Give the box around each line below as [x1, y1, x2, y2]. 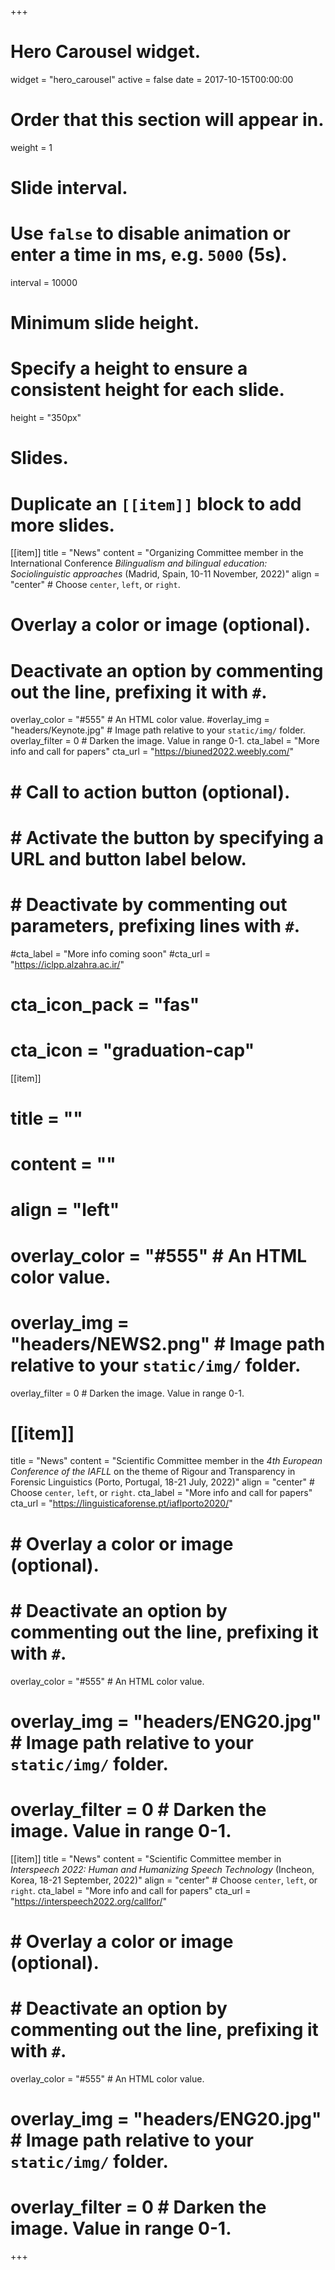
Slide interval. [10, 177, 128, 200]
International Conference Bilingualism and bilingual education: [10, 557, 268, 570]
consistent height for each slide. [10, 379, 285, 401]
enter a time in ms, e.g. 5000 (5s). [10, 244, 288, 266]
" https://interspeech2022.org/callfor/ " [10, 1895, 168, 1907]
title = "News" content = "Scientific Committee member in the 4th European [10, 1455, 323, 1467]
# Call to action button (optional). [10, 781, 291, 803]
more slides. [10, 514, 115, 536]
